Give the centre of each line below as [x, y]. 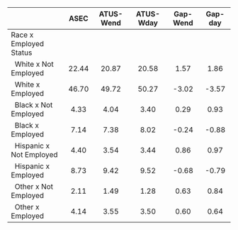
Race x [22, 35]
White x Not [34, 64]
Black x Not [34, 105]
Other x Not [34, 186]
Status [22, 53]
